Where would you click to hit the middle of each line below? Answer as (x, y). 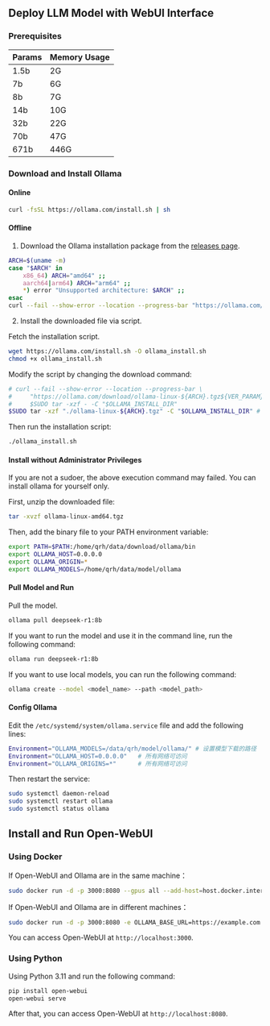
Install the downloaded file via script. (81, 321)
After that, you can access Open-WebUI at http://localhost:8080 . (118, 1014)
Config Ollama (33, 708)
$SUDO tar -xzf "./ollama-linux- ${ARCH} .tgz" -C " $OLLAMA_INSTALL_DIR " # (135, 411)
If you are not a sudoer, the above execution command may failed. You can (132, 478)
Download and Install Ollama (65, 173)
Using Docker (35, 857)
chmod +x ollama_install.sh (55, 359)
